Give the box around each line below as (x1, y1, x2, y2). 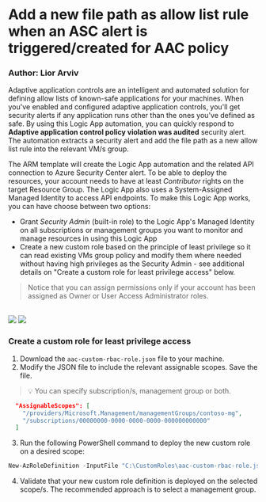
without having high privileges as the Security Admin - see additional (19, 259, 245, 268)
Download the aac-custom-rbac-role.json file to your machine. (19, 354, 225, 363)
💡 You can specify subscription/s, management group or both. (27, 386, 231, 395)
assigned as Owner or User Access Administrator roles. (27, 291, 209, 301)
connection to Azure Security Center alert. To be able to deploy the (8, 168, 227, 177)
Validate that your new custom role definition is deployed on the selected (19, 477, 258, 486)
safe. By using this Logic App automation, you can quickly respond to (8, 119, 234, 128)
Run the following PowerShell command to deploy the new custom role (19, 438, 251, 448)
